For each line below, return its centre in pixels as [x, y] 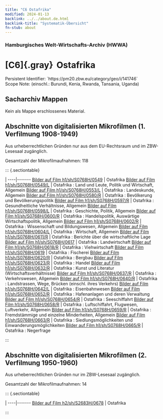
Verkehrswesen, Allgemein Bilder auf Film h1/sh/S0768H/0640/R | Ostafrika [81, 278]
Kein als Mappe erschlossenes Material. [45, 111]
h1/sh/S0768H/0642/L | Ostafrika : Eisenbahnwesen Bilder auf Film [73, 289]
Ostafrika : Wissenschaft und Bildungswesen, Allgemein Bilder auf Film [77, 226]
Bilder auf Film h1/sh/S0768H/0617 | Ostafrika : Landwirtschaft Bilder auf [78, 242]
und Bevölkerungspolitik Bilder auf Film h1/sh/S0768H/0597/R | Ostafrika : [80, 200]
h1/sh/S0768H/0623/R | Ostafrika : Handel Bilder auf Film [63, 263]
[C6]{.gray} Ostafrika [50, 65]
